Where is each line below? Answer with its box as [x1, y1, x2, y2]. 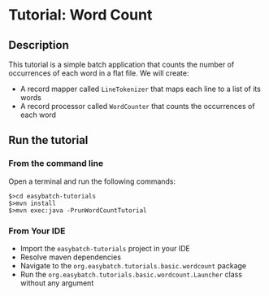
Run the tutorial [8, 133, 89, 147]
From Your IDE [8, 225, 66, 237]
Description [8, 38, 69, 52]
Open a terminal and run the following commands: [8, 176, 176, 186]
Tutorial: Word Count [8, 6, 153, 24]
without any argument [20, 278, 94, 288]
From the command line [8, 158, 104, 169]
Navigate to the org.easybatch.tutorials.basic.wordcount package [20, 260, 246, 270]
